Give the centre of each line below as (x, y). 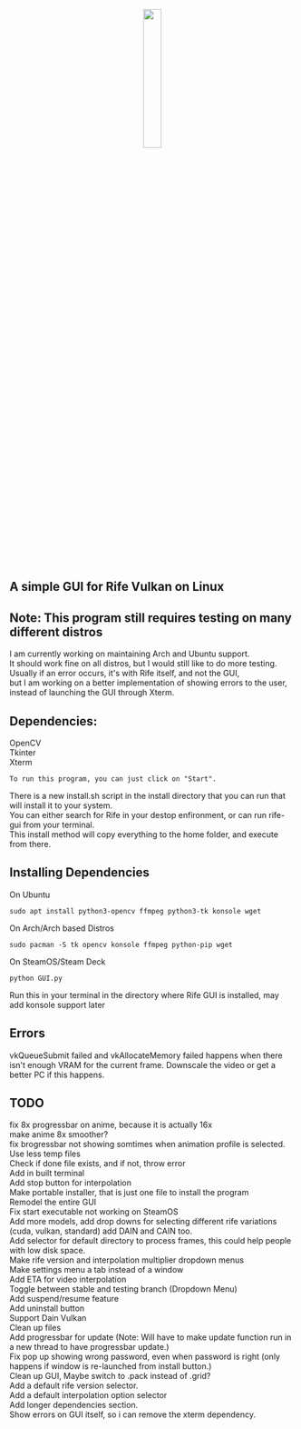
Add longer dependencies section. (74, 1405)
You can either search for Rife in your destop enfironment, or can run (138, 815)
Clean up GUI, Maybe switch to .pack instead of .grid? (110, 1376)
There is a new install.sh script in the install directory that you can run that (147, 796)
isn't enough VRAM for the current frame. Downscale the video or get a (143, 1064)
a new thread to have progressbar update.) (89, 1347)
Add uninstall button (47, 1308)
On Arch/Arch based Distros (62, 928)
